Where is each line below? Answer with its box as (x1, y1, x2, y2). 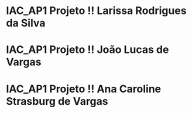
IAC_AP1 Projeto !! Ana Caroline (6, 82, 162, 96)
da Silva (6, 16, 46, 30)
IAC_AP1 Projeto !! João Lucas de (6, 43, 169, 57)
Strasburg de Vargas (6, 94, 108, 108)
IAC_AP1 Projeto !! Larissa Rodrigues (6, 4, 187, 17)
